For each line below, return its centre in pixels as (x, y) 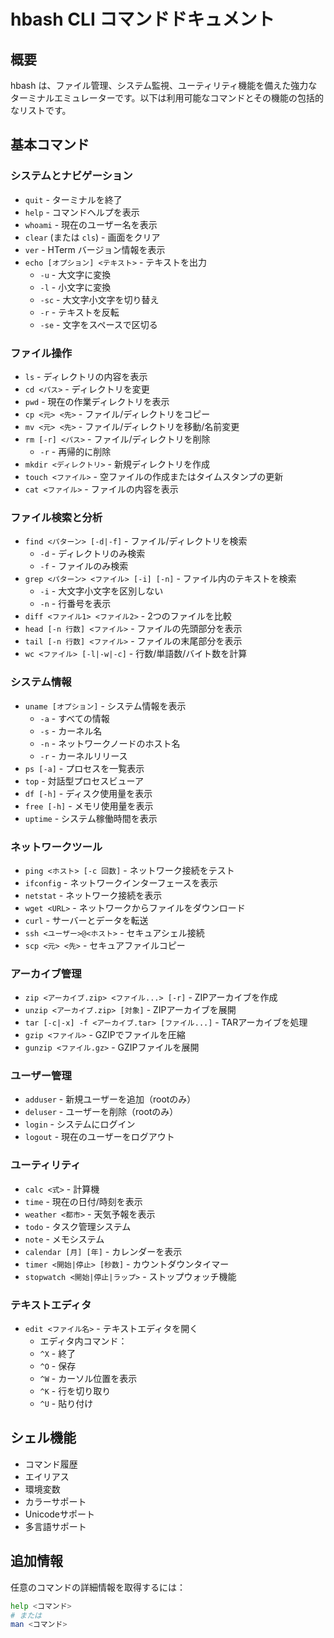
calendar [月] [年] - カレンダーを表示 (103, 1251)
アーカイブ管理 (46, 973)
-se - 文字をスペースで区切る (98, 324)
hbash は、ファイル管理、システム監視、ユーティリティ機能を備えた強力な (164, 85)
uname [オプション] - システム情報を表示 (105, 706)
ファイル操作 (41, 353)
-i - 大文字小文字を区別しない (101, 591)
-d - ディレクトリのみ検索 (92, 554)
